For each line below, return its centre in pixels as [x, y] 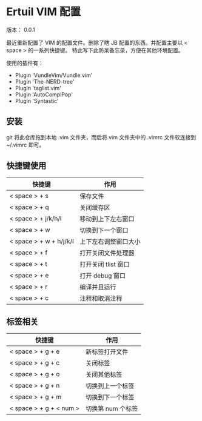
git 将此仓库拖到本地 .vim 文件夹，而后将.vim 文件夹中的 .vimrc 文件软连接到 [101, 137]
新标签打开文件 [107, 352]
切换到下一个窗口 [104, 230]
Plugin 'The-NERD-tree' [45, 81]
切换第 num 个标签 [112, 409]
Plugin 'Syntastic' [37, 101]
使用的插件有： [25, 63]
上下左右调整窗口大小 [110, 241]
